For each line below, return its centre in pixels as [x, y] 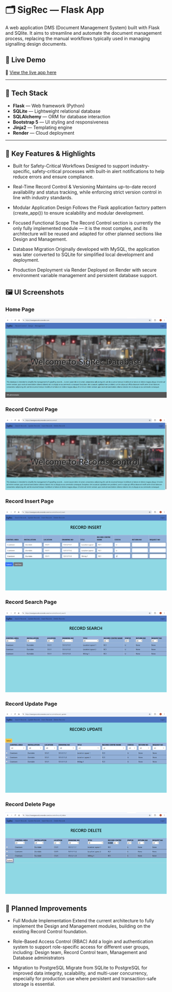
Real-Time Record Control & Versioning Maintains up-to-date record [84, 187]
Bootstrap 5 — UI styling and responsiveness [61, 122]
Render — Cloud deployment [44, 133]
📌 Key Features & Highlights [50, 153]
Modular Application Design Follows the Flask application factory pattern [89, 207]
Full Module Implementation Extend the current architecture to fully [83, 920]
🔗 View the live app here [31, 72]
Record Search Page [31, 602]
